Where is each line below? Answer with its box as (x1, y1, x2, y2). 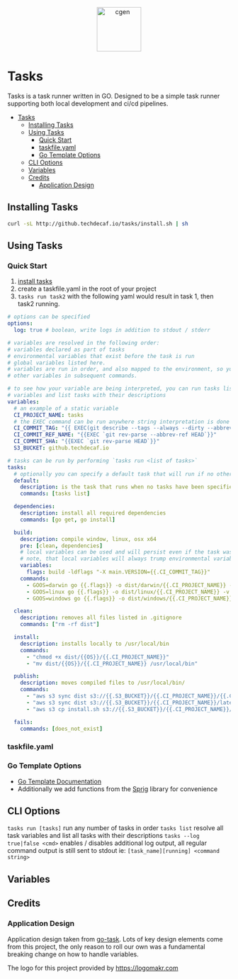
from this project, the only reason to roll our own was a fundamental (7, 942, 205, 951)
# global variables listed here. (7, 359, 106, 367)
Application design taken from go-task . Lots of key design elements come (7, 934, 223, 943)
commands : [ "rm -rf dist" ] (20, 621, 100, 628)
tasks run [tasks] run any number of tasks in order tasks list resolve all (7, 824, 224, 832)
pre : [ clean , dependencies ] (20, 542, 103, 549)
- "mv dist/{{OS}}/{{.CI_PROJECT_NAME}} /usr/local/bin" (25, 660, 198, 667)
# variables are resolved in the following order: (7, 339, 160, 347)
